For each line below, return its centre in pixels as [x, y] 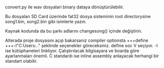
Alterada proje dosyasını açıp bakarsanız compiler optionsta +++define [77, 40]
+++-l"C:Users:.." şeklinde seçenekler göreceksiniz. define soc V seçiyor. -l [82, 45]
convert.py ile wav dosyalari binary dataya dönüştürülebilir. [64, 7]
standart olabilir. [21, 61]
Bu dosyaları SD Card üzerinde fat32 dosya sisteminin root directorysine [78, 16]
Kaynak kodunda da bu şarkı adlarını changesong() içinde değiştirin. [74, 31]
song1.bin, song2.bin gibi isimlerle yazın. [46, 22]
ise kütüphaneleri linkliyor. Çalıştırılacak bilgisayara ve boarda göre [72, 51]
